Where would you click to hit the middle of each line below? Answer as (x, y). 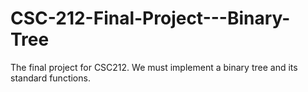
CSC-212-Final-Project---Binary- (150, 18)
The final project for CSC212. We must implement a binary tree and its (154, 67)
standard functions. (50, 78)
